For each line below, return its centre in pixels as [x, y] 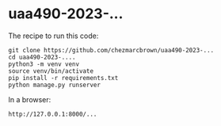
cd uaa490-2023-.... [42, 57]
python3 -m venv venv [44, 64]
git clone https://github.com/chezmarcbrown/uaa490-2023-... [111, 50]
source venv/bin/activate [51, 71]
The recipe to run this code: [53, 36]
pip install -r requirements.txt [63, 78]
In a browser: [30, 99]
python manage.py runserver [55, 85]
